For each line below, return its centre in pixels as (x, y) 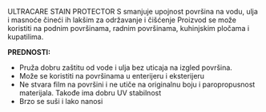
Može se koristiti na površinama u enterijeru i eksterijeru (112, 76)
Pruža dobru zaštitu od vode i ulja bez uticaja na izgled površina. (126, 68)
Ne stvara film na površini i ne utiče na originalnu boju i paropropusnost (137, 84)
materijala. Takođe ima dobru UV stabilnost (90, 93)
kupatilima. (26, 37)
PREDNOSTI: (29, 52)
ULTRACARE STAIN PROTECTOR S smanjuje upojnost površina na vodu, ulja (133, 12)
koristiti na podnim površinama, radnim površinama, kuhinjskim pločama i (129, 28)
